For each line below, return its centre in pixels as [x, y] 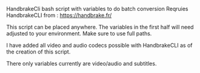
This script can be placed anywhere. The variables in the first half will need [100, 27]
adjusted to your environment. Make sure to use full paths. [79, 33]
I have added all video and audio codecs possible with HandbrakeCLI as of [99, 45]
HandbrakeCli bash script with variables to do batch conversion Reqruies [97, 9]
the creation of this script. [38, 52]
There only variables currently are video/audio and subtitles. [82, 64]
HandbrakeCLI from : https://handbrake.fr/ [59, 15]
